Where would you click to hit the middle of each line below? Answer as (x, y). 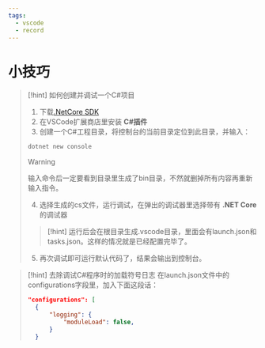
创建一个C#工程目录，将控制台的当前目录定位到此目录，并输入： (145, 132)
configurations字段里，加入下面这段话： (93, 285)
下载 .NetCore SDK (69, 112)
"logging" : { (70, 314)
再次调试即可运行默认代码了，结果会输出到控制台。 (123, 259)
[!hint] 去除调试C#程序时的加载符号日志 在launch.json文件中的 (129, 275)
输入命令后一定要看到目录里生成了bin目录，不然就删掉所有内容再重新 (140, 178)
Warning (41, 162)
